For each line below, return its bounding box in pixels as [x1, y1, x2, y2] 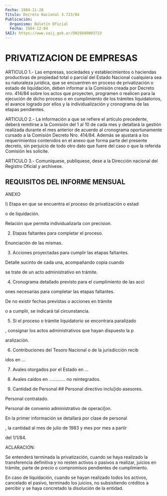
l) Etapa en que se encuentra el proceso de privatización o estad [5, 201, 139, 207]
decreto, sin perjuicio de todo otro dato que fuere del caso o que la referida [5, 143, 161, 149]
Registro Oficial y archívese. [5, 163, 63, 169]
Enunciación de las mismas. [5, 240, 63, 246]
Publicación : [5, 17, 33, 22]
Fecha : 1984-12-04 [10, 26, 49, 31]
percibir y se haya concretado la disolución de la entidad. [5, 485, 124, 491]
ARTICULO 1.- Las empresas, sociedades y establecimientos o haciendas [5, 69, 156, 75]
